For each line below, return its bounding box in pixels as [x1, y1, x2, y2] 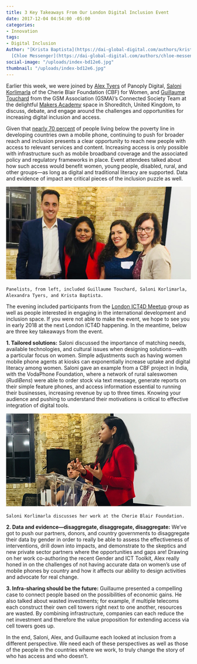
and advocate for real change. [6, 573, 79, 580]
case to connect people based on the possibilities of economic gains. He [6, 591, 182, 598]
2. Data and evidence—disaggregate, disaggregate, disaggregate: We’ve [6, 523, 187, 530]
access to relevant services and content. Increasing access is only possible [6, 144, 189, 151]
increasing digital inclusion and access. [6, 114, 101, 121]
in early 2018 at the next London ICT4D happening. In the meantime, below [6, 321, 187, 329]
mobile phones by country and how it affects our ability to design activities [6, 567, 186, 574]
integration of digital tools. [6, 402, 69, 409]
